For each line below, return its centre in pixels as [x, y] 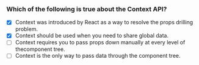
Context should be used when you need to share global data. [92, 36]
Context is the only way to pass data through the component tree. [98, 56]
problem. [27, 29]
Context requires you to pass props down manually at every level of [100, 43]
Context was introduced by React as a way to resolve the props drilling [104, 22]
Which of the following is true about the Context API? [87, 9]
